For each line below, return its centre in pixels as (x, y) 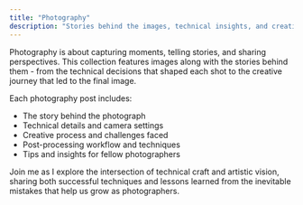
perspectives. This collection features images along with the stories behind (149, 61)
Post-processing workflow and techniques (101, 144)
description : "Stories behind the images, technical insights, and (139, 26)
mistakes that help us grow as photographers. (95, 191)
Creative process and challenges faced (95, 135)
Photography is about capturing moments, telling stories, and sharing (138, 51)
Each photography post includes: (71, 98)
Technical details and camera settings (93, 125)
